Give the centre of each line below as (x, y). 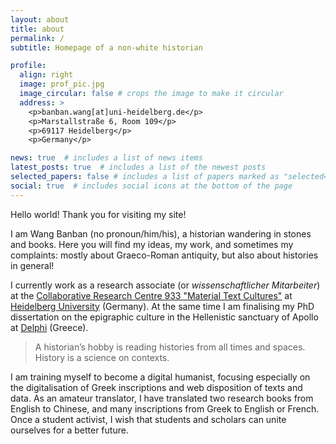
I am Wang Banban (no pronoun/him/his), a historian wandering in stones (161, 233)
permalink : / (37, 38)
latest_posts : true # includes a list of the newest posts (138, 167)
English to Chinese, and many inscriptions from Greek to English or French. (165, 408)
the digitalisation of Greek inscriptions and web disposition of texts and (156, 387)
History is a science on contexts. (102, 357)
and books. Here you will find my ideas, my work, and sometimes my (152, 244)
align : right (46, 75)
